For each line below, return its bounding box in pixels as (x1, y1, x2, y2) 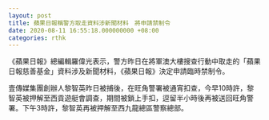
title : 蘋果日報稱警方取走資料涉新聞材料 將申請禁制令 (8, 19, 171, 27)
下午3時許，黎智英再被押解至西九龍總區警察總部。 (22, 103, 188, 113)
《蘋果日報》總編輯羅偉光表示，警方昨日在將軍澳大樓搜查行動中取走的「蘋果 (8, 56, 261, 66)
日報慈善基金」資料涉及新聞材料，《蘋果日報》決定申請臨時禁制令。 (8, 67, 230, 76)
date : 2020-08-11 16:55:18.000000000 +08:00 (8, 26, 159, 34)
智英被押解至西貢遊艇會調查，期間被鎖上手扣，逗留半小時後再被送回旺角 (8, 93, 247, 103)
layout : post (8, 11, 52, 20)
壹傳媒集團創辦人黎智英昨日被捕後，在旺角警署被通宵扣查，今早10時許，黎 (8, 83, 255, 93)
